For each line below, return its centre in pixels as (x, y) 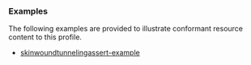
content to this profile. (45, 37)
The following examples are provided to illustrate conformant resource (126, 29)
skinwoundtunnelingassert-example (80, 53)
